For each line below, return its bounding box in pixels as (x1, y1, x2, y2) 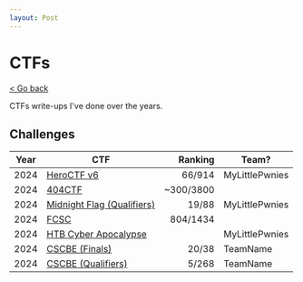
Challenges (9, 126, 75, 142)
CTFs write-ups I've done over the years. (9, 100, 163, 111)
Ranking (178, 154, 215, 166)
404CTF (46, 184, 83, 196)
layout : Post (9, 13, 59, 23)
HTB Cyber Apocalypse (46, 228, 147, 241)
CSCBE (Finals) (46, 243, 112, 256)
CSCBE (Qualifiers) (46, 257, 129, 270)
